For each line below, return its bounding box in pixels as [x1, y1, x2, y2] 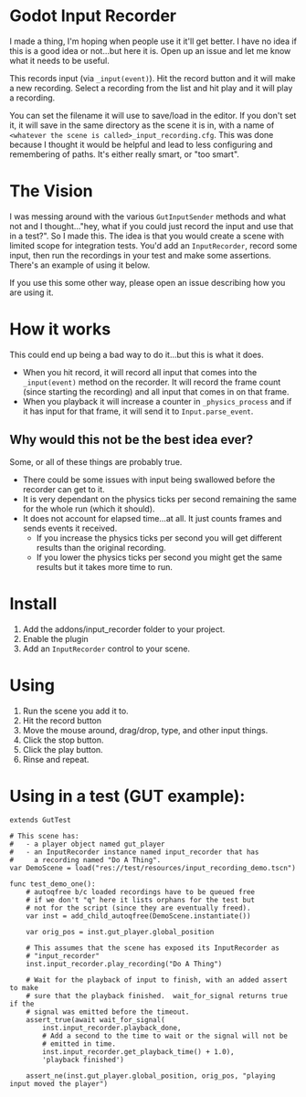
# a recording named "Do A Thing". [9, 856, 162, 865]
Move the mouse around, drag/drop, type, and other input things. [22, 724, 269, 735]
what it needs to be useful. [9, 55, 110, 66]
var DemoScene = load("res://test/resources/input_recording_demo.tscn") [9, 864, 297, 873]
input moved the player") [9, 1080, 108, 1089]
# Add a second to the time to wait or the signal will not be [42, 1031, 288, 1041]
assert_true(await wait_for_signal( [26, 1016, 166, 1025]
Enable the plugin [22, 633, 89, 644]
